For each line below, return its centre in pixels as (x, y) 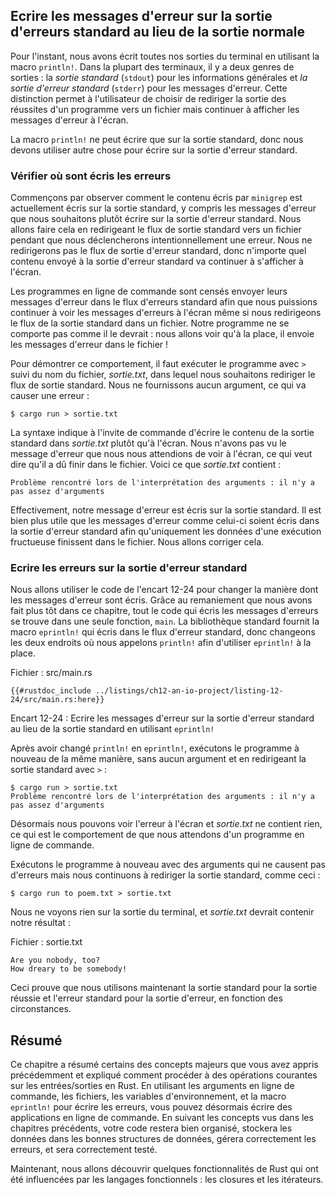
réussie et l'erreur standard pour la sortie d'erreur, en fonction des (146, 998)
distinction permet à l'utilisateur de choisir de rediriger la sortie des (148, 98)
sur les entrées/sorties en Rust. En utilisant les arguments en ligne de (152, 1086)
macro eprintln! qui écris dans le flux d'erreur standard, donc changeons (163, 632)
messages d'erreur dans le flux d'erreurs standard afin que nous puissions (164, 302)
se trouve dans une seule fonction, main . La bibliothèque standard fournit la (165, 621)
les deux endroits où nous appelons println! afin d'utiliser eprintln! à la (161, 643)
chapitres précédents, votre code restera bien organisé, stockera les (151, 1128)
